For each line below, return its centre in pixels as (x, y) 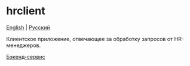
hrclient (26, 11)
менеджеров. (24, 45)
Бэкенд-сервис (26, 56)
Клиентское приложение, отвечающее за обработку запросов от (90, 39)
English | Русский (28, 27)
